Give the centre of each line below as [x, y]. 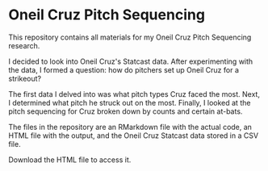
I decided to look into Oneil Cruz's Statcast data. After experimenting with [131, 61]
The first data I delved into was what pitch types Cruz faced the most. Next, [134, 94]
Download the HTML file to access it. [70, 160]
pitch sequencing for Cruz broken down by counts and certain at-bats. [126, 111]
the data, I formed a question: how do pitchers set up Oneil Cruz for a [124, 69]
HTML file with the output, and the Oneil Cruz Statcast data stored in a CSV [134, 136]
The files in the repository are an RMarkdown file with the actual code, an [130, 127]
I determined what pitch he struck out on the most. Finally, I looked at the [130, 102]
